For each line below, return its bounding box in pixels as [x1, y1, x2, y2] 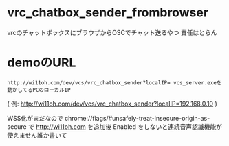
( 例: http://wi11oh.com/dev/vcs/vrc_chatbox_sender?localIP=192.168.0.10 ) [7, 99, 218, 108]
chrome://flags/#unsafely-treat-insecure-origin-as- [64, 114, 210, 122]
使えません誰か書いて [7, 131, 67, 139]
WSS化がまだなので [7, 114, 63, 122]
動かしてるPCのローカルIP [7, 86, 71, 93]
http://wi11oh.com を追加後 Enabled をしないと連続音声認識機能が [35, 122, 222, 131]
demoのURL [7, 55, 76, 71]
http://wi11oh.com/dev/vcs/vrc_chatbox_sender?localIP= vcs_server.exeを [7, 79, 222, 86]
